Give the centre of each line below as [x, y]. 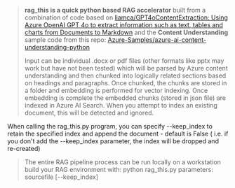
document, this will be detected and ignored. [89, 113]
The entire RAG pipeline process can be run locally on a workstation [122, 162]
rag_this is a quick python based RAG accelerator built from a [115, 10]
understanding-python [57, 47]
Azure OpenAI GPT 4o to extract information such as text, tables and [123, 25]
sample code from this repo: [65, 40]
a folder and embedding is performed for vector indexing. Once [116, 91]
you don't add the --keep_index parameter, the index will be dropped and [113, 141]
